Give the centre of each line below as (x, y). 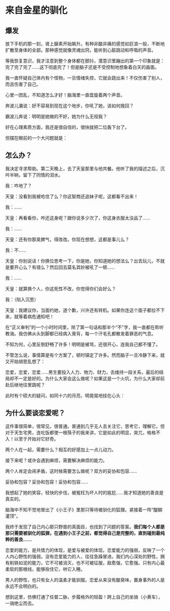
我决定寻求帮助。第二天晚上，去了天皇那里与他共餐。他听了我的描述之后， (83, 168)
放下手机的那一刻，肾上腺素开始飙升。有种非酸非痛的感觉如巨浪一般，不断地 (85, 44)
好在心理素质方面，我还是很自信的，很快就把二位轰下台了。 (67, 127)
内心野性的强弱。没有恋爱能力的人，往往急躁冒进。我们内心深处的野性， (85, 556)
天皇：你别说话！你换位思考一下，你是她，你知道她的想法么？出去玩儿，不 (83, 260)
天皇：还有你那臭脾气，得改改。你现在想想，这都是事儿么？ (67, 239)
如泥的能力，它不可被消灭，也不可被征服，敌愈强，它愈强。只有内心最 (92, 562)
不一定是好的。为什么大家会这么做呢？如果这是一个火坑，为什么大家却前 (89, 378)
